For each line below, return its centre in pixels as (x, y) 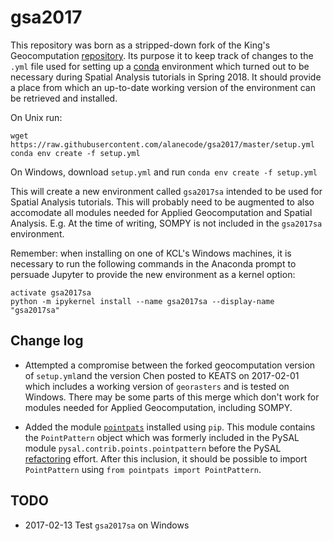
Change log (47, 341)
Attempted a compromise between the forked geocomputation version (170, 365)
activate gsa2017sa (51, 292)
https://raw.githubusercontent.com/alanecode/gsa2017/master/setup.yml (162, 144)
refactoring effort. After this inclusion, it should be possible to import (166, 458)
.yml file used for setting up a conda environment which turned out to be (160, 66)
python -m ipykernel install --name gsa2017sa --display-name (142, 301)
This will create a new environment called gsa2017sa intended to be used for (166, 191)
